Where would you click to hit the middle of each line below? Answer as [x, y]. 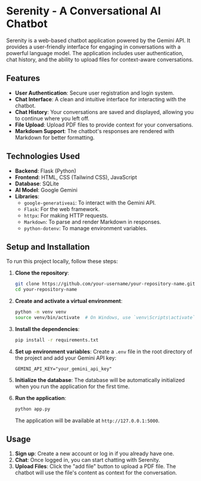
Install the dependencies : [47, 329]
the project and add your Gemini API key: [66, 357]
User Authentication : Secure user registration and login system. [94, 93]
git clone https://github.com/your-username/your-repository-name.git [105, 284]
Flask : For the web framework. [62, 209]
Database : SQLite [37, 184]
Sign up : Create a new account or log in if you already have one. [94, 453]
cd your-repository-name [46, 290]
